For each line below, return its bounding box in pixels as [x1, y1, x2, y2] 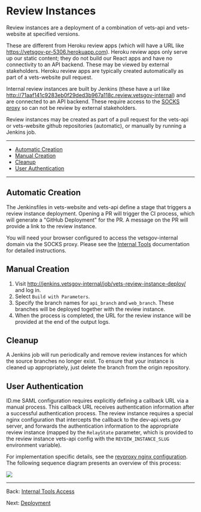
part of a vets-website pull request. [6, 73, 93, 81]
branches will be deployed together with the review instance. [14, 305, 166, 312]
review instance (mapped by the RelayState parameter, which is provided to [6, 429, 193, 436]
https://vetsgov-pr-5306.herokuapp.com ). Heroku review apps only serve [6, 48, 188, 55]
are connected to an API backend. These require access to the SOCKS [6, 97, 180, 105]
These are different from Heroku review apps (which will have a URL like [6, 42, 184, 49]
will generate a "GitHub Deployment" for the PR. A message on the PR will [6, 216, 188, 223]
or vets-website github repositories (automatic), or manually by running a [6, 122, 187, 129]
